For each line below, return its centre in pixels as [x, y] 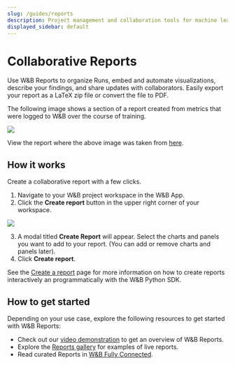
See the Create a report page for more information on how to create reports [116, 272]
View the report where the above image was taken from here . [95, 143]
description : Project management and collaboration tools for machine [112, 20]
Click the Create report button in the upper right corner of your [108, 202]
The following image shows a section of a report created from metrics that [114, 109]
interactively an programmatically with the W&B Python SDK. [94, 280]
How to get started [49, 302]
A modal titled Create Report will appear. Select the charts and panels [118, 237]
